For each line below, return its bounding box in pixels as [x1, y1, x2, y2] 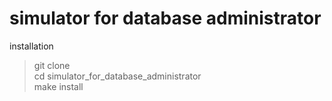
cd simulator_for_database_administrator [33, 70, 202, 82]
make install [33, 80, 84, 92]
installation [9, 40, 54, 52]
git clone [33, 59, 71, 71]
